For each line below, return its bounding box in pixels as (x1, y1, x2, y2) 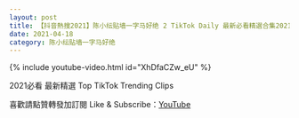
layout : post (9, 12, 58, 22)
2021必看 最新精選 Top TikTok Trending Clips (9, 81, 174, 91)
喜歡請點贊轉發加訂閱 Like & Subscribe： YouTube (9, 99, 191, 110)
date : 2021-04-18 (9, 29, 74, 38)
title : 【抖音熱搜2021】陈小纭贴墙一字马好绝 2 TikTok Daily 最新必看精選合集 (9, 21, 276, 30)
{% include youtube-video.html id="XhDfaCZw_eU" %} (9, 62, 212, 73)
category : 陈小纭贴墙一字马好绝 (9, 37, 116, 47)
